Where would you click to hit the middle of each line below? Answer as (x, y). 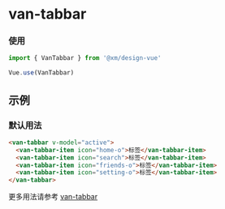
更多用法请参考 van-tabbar (53, 197)
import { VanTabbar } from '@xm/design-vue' (85, 58)
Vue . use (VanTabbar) (41, 73)
